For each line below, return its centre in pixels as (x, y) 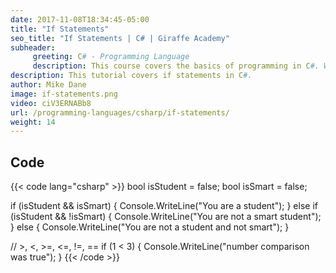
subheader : (33, 47)
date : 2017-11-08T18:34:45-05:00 (80, 19)
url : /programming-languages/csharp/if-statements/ (120, 112)
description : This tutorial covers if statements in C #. (131, 76)
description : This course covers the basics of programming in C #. (176, 66)
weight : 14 (33, 122)
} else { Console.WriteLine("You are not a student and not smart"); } (150, 227)
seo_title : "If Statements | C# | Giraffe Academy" (120, 38)
